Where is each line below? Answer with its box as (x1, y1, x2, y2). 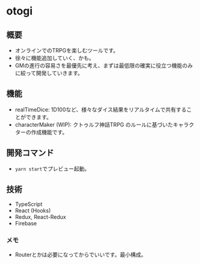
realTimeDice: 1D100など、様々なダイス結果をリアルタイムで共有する (14, 105, 187, 113)
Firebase (14, 220, 37, 227)
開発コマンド (6, 148, 54, 158)
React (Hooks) (14, 207, 51, 215)
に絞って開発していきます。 (14, 69, 83, 77)
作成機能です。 (31, 128, 68, 136)
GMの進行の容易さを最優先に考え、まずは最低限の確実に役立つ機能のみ (14, 62, 193, 69)
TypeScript (14, 201, 43, 208)
